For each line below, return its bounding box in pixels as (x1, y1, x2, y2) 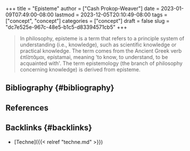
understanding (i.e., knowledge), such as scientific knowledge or (19, 41, 177, 48)
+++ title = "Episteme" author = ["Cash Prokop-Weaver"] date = (5, 5, 160, 12)
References (5, 102, 49, 113)
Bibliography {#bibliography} (5, 83, 115, 93)
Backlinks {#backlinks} (5, 123, 92, 133)
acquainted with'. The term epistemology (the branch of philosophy (19, 60, 183, 67)
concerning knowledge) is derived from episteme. (19, 66, 141, 73)
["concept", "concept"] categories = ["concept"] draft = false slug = (5, 18, 170, 24)
